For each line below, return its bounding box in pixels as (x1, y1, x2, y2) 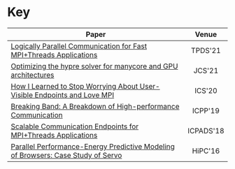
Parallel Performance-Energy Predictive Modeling (10, 141, 175, 151)
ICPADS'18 (187, 126, 225, 135)
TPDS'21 (191, 45, 222, 55)
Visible (10, 90, 34, 100)
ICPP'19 (192, 105, 220, 115)
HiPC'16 (192, 146, 220, 156)
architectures (10, 70, 55, 80)
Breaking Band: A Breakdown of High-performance (10, 101, 180, 111)
